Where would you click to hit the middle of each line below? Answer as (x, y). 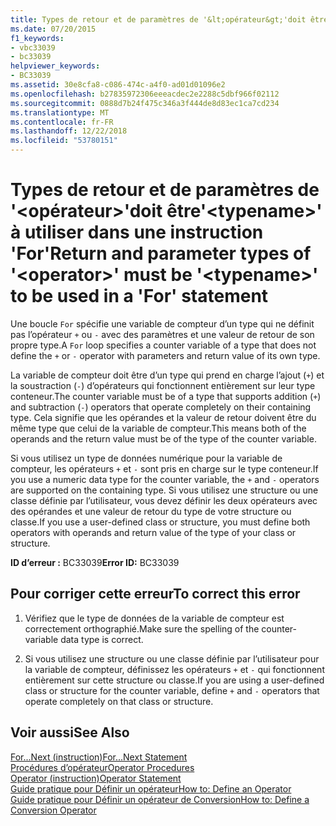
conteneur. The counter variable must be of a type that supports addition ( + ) (166, 396)
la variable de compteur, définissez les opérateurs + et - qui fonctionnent (174, 669)
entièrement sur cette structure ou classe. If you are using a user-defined (174, 680)
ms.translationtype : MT (60, 112)
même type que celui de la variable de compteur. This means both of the (158, 428)
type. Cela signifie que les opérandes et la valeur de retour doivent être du (163, 417)
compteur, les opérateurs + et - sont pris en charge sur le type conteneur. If (164, 468)
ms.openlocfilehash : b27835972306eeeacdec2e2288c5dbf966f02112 (145, 94)
